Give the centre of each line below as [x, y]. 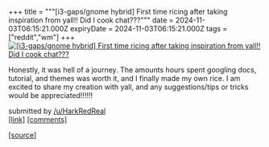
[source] [23, 135]
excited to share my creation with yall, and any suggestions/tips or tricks [128, 87]
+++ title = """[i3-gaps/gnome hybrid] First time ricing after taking [118, 12]
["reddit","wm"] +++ [41, 37]
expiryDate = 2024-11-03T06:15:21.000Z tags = [149, 29]
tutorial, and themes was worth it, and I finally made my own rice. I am [124, 78]
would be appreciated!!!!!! [51, 95]
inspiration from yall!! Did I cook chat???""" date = [91, 20]
